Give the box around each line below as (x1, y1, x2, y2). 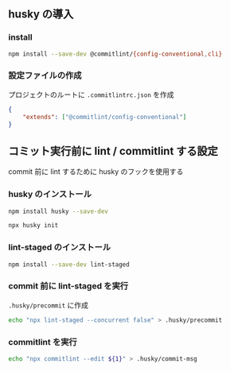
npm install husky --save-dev (8, 207, 109, 215)
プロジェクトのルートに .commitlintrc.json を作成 (8, 90, 174, 99)
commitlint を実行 (8, 336, 77, 347)
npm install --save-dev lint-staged (8, 261, 130, 269)
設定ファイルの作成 (8, 70, 82, 81)
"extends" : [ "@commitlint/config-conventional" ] (22, 113, 187, 121)
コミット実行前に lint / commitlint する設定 (8, 144, 219, 157)
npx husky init (8, 222, 59, 230)
